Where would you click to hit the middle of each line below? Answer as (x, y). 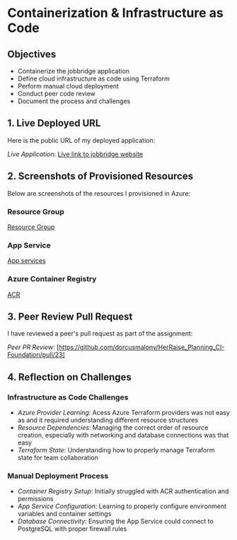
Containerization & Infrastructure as (116, 13)
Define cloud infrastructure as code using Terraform (93, 78)
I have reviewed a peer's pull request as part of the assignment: (100, 334)
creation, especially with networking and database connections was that (123, 435)
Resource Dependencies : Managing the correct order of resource (113, 428)
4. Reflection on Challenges (70, 377)
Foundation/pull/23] (36, 355)
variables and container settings (64, 514)
